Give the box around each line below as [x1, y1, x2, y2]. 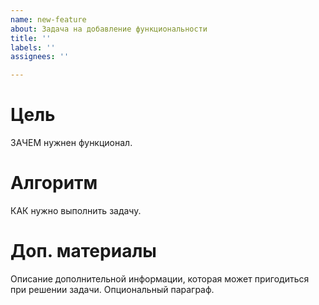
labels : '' [10, 42, 56, 53]
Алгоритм [10, 172, 98, 195]
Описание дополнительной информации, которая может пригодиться [10, 272, 310, 285]
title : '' [10, 33, 52, 43]
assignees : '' [10, 52, 70, 62]
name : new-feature [10, 14, 87, 25]
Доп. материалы [10, 240, 157, 263]
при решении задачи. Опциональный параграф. [10, 283, 215, 295]
